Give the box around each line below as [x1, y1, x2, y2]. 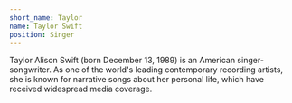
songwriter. [9, 64, 52, 75]
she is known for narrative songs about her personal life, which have [9, 74, 265, 85]
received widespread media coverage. [9, 83, 153, 95]
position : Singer [9, 30, 75, 39]
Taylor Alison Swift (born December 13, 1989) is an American [9, 55, 236, 66]
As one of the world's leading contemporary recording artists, [52, 64, 283, 75]
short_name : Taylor [9, 13, 83, 23]
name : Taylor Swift [9, 22, 83, 31]
